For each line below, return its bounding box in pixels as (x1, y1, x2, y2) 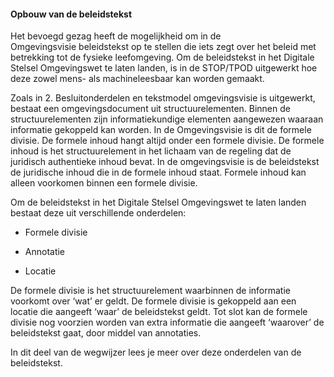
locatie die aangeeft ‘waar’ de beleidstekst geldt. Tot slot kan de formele (10, 306, 308, 318)
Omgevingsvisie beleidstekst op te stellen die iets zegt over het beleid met (10, 41, 317, 53)
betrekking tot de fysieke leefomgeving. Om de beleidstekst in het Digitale (10, 51, 315, 64)
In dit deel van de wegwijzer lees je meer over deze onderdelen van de (10, 346, 302, 359)
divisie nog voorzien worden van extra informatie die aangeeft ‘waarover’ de (10, 316, 325, 329)
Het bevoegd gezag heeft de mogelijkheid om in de (10, 30, 222, 42)
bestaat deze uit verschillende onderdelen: (10, 207, 187, 219)
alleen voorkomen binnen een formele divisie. (10, 177, 198, 189)
